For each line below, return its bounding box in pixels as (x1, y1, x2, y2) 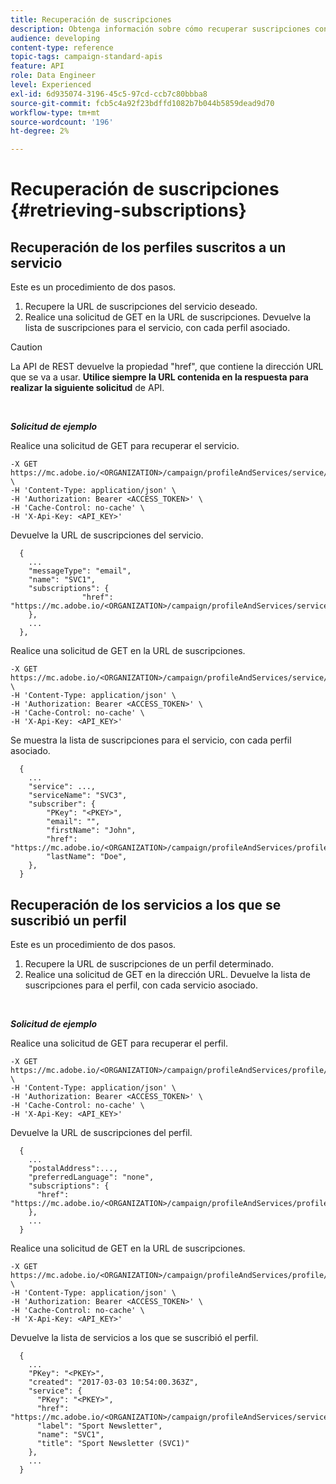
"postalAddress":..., (28, 1163, 118, 1173)
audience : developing (10, 33, 101, 43)
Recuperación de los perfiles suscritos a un (10, 239, 287, 256)
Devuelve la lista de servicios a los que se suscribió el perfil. (10, 1331, 259, 1343)
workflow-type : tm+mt (10, 107, 101, 118)
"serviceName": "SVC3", (28, 791, 128, 801)
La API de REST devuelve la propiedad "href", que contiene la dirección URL (10, 361, 324, 373)
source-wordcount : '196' (10, 117, 114, 127)
